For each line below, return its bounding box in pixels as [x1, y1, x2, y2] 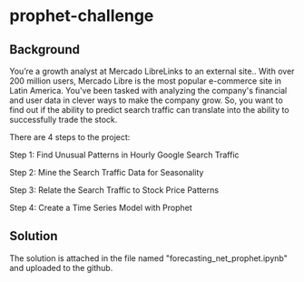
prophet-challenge [9, 5, 154, 26]
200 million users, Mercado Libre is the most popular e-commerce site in [9, 76, 282, 86]
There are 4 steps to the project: [9, 132, 131, 142]
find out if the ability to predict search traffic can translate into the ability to [9, 105, 289, 115]
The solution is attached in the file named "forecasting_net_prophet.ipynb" [9, 252, 288, 264]
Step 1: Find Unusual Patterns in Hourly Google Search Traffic [9, 149, 240, 160]
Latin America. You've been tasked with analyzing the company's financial [9, 86, 288, 96]
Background [9, 42, 80, 57]
